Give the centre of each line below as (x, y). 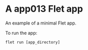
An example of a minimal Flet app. (41, 23)
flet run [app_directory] (33, 42)
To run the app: (21, 33)
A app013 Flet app (44, 9)
